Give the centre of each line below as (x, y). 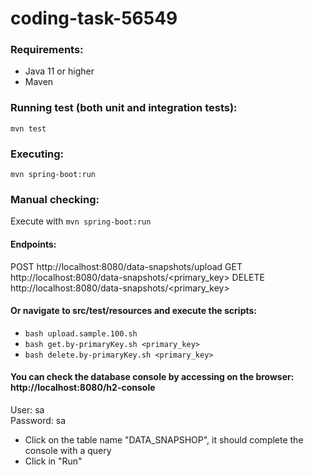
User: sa (27, 409)
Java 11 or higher (59, 71)
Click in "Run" (53, 461)
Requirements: (47, 50)
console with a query (68, 450)
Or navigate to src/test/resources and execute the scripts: (134, 311)
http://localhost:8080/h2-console (83, 388)
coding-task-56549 (94, 18)
